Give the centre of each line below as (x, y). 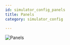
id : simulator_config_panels (35, 10)
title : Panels (20, 14)
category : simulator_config (34, 19)
